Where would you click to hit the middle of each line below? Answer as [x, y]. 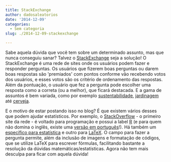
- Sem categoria [27, 29]
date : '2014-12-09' [26, 19]
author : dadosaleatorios [32, 15]
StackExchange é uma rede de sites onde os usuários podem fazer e [77, 63]
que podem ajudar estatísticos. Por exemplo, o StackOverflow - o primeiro [83, 116]
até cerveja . [18, 101]
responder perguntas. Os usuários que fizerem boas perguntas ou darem [82, 69]
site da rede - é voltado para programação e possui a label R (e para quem [83, 122]
